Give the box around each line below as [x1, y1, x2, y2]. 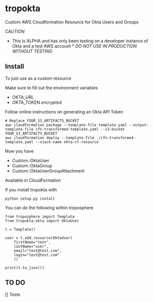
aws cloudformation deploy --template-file [5, 135, 95, 140]
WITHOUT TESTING [12, 48, 52, 54]
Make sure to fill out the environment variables [5, 85, 98, 91]
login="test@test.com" [14, 252, 60, 257]
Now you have [5, 148, 34, 154]
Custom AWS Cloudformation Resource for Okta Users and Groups [5, 19, 139, 25]
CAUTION [5, 28, 25, 34]
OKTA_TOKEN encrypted [12, 99, 62, 105]
